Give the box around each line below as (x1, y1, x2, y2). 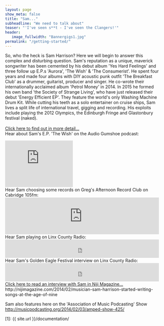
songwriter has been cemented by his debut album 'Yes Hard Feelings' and (5, 63, 156, 69)
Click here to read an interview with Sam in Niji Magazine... (5, 281, 123, 287)
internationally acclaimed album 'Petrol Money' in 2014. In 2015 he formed (5, 84, 154, 90)
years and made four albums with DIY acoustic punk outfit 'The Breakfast (5, 73, 153, 79)
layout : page (5, 7, 32, 12)
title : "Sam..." (5, 16, 38, 21)
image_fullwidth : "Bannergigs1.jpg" (11, 35, 86, 40)
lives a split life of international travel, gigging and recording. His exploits (5, 104, 151, 110)
